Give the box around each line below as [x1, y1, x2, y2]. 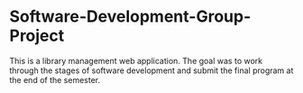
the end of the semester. [9, 74, 101, 85]
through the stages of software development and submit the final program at [9, 65, 294, 76]
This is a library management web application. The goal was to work [9, 55, 263, 66]
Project [9, 25, 65, 46]
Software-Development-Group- [9, 6, 252, 27]
